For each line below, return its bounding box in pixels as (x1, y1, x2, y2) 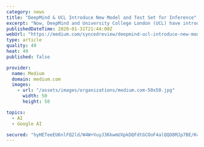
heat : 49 (6, 48, 29, 54)
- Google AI (12, 120, 42, 127)
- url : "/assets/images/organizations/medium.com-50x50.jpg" (17, 87, 175, 94)
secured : (6, 131, 29, 138)
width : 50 (22, 93, 47, 99)
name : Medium (12, 70, 45, 76)
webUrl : (6, 31, 26, 38)
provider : (6, 65, 32, 71)
